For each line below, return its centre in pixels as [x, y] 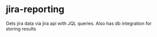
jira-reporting [35, 9]
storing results [21, 28]
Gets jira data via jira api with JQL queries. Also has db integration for [79, 23]
